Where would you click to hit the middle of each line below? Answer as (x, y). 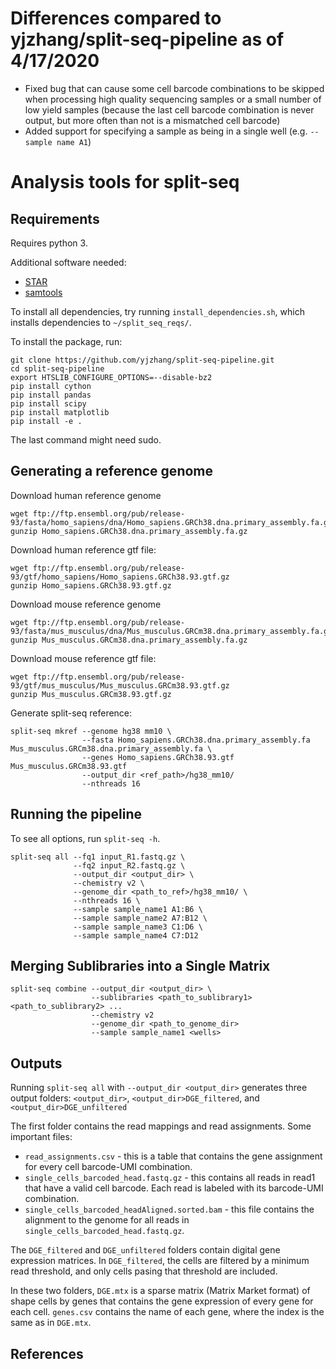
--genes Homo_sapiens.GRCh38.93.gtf (158, 757)
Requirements (55, 218)
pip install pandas (51, 395)
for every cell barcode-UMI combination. (108, 1167)
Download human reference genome (86, 495)
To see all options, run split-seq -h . (85, 838)
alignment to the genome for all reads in (107, 1220)
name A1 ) (74, 141)
